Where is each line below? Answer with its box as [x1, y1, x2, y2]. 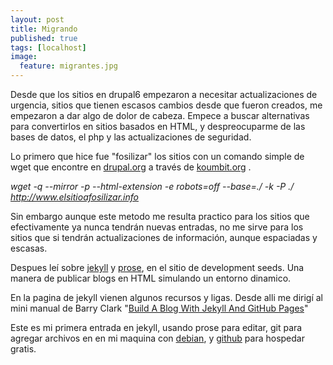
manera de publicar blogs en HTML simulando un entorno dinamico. [10, 272, 292, 284]
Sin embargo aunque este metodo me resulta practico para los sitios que [10, 211, 310, 222]
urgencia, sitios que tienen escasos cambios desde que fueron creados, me [10, 99, 323, 111]
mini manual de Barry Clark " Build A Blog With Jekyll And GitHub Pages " [10, 302, 309, 314]
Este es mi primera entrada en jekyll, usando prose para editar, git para [10, 322, 303, 333]
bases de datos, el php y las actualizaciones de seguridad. [10, 131, 252, 143]
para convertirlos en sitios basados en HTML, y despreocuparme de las [10, 121, 306, 132]
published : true [10, 33, 78, 43]
